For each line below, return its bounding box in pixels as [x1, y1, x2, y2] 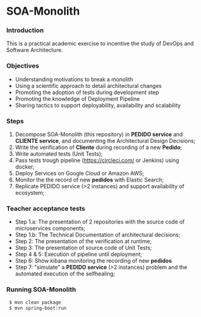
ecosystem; [15, 189, 45, 197]
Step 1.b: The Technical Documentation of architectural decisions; [15, 231, 181, 239]
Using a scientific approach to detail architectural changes [15, 82, 162, 89]
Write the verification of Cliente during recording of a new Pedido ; [15, 144, 183, 151]
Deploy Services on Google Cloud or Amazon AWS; [15, 170, 144, 177]
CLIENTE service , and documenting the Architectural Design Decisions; [15, 137, 196, 145]
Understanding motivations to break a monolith [15, 75, 133, 83]
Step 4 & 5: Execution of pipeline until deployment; [15, 250, 143, 258]
